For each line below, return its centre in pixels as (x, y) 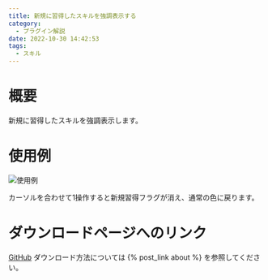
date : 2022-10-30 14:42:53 (54, 39)
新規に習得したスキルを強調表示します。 (76, 120)
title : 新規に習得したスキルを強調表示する (72, 16)
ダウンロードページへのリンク (108, 233)
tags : (17, 46)
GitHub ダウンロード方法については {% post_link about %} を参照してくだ (131, 257)
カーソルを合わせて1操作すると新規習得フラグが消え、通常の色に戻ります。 (134, 197)
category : (25, 24)
